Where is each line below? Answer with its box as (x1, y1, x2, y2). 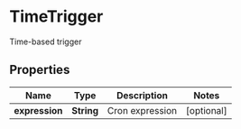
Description (116, 88, 169, 101)
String (71, 104, 99, 116)
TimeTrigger (9, 6, 104, 27)
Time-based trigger (9, 36, 82, 47)
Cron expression (107, 104, 178, 116)
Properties (9, 62, 70, 78)
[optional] (185, 104, 227, 116)
